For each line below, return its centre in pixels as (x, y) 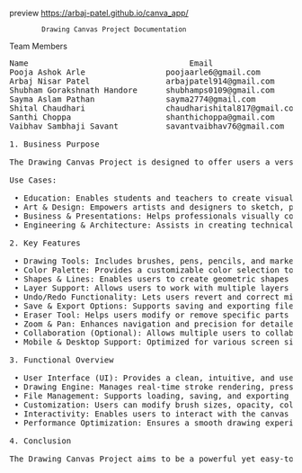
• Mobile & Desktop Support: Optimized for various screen (147, 342)
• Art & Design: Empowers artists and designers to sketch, (149, 207)
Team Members (38, 46)
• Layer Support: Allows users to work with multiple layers (151, 288)
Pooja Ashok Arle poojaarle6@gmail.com (135, 72)
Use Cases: (33, 180)
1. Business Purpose (55, 144)
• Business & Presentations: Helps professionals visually (147, 216)
